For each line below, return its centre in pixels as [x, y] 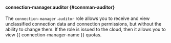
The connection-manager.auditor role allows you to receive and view [78, 18]
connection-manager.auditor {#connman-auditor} [60, 7]
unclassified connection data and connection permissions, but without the [83, 24]
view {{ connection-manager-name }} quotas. [54, 35]
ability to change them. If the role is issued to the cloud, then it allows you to [86, 29]
